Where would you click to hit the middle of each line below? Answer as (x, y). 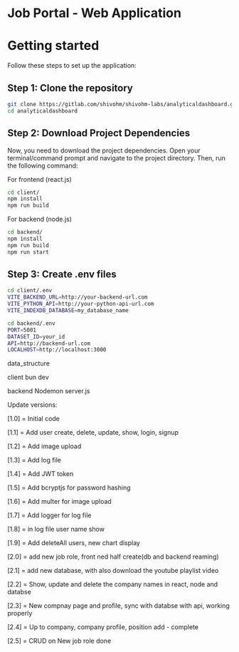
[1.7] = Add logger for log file (49, 515)
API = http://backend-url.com (49, 343)
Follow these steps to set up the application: (72, 66)
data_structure (28, 363)
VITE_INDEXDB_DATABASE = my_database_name (68, 311)
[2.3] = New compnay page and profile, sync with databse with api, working (118, 606)
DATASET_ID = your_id (36, 336)
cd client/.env (30, 291)
